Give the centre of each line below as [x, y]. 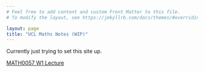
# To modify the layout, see [43, 18]
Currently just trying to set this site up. [54, 51]
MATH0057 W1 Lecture [35, 63]
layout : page [23, 28]
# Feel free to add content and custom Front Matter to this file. [93, 12]
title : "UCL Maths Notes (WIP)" [47, 34]
